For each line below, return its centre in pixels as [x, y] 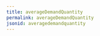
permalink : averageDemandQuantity [50, 18]
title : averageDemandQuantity [45, 12]
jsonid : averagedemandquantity [46, 23]
